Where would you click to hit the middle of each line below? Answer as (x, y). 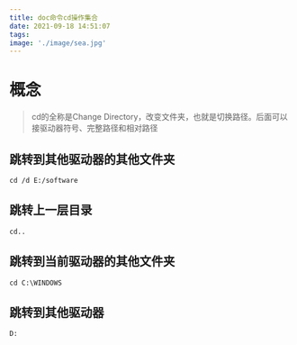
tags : (19, 34)
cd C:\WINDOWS (36, 283)
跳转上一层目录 (51, 210)
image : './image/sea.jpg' (58, 43)
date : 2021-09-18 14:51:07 (60, 26)
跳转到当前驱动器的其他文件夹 (92, 262)
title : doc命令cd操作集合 (54, 18)
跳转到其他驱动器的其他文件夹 (92, 159)
